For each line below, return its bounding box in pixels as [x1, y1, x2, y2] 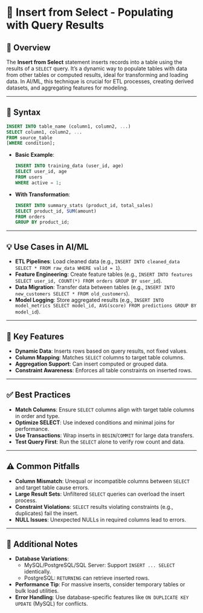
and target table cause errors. [14, 484, 89, 491]
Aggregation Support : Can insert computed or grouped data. [14, 360, 168, 367]
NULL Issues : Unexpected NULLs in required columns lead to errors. [14, 516, 186, 523]
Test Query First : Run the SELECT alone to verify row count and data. [14, 438, 185, 445]
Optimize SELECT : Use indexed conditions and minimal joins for [14, 419, 175, 426]
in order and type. [14, 412, 60, 419]
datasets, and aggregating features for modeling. [6, 84, 129, 91]
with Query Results [6, 18, 105, 32]
